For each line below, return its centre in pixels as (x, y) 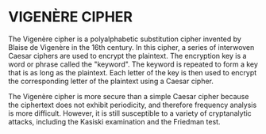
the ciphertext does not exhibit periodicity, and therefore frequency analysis (133, 105)
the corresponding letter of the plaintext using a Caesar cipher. (111, 81)
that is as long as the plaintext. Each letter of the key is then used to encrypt (133, 72)
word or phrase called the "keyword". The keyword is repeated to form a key (133, 64)
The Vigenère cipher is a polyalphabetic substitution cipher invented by (125, 39)
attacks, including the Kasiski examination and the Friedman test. (114, 121)
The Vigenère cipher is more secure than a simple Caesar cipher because (129, 96)
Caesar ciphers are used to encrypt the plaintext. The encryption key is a (127, 56)
